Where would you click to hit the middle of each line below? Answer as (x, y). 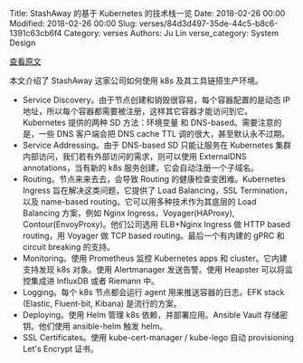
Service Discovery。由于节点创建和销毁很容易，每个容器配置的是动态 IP (156, 100)
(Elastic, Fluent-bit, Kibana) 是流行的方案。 (102, 303)
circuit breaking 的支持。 (69, 247)
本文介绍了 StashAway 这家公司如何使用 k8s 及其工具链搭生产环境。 (137, 81)
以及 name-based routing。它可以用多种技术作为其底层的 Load (139, 201)
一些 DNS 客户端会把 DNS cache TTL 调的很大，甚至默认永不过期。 (164, 134)
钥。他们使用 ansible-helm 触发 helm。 (95, 326)
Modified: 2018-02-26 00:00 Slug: (73, 24)
